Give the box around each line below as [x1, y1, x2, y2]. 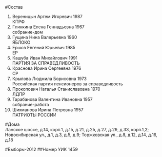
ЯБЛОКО [12, 39, 31, 45]
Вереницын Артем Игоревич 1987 [12, 14, 83, 19]
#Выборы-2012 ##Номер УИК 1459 [5, 146, 78, 152]
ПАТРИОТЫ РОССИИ [12, 112, 57, 118]
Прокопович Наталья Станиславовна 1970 [12, 86, 101, 92]
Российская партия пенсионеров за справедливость [12, 81, 123, 87]
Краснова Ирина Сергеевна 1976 [12, 65, 81, 71]
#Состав [5, 4, 23, 10]
